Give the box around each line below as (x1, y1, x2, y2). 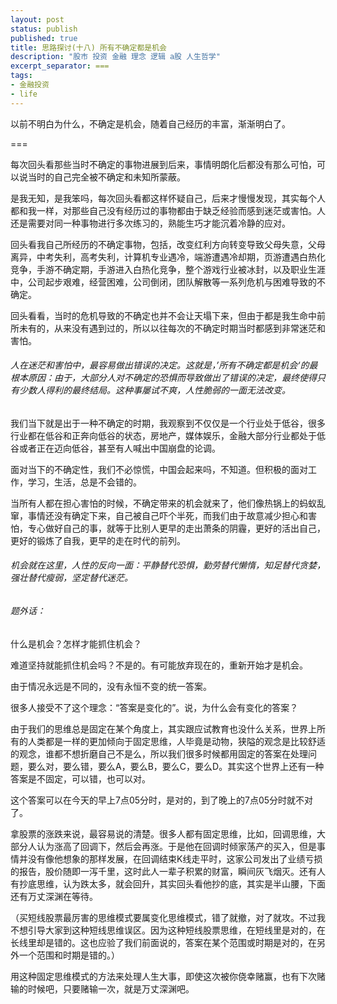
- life (10, 89, 38, 99)
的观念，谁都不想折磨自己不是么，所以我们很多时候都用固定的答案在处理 (10, 747, 308, 760)
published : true (10, 33, 78, 43)
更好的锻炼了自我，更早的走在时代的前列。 (10, 534, 186, 546)
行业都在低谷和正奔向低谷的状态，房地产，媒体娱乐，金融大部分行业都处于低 (10, 429, 326, 441)
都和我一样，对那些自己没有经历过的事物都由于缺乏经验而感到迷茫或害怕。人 (10, 204, 326, 216)
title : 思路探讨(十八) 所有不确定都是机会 (10, 42, 167, 53)
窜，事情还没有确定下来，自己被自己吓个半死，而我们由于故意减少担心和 (10, 509, 308, 521)
